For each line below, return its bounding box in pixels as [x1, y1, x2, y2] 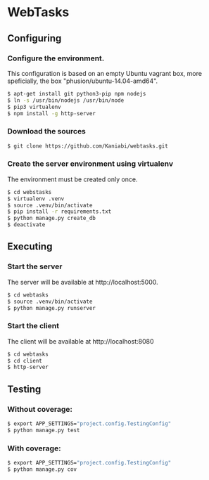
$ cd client [7, 357, 42, 364]
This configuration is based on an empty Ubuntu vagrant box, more [7, 69, 203, 77]
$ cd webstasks [7, 188, 52, 195]
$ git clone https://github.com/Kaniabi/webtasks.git [7, 142, 169, 150]
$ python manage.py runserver [7, 304, 96, 311]
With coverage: [7, 443, 61, 453]
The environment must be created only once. [7, 175, 139, 183]
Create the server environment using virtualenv [7, 159, 174, 169]
